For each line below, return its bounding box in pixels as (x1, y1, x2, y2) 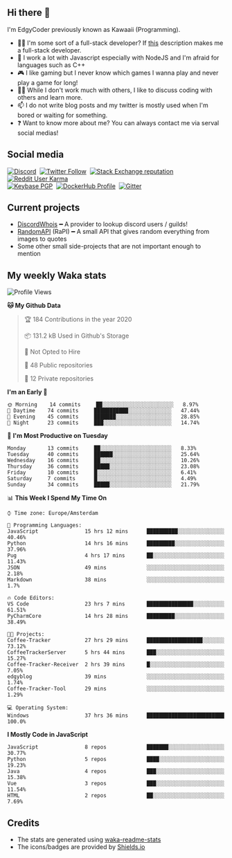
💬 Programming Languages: (7, 522, 82, 529)
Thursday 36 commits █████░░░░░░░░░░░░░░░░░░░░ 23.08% (7, 463, 199, 471)
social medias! (17, 129, 59, 137)
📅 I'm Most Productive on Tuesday (7, 432, 109, 440)
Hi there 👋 (7, 7, 51, 19)
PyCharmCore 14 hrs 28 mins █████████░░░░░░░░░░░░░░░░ (7, 613, 225, 620)
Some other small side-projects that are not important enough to (17, 242, 202, 250)
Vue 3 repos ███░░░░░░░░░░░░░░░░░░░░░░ (7, 780, 225, 787)
